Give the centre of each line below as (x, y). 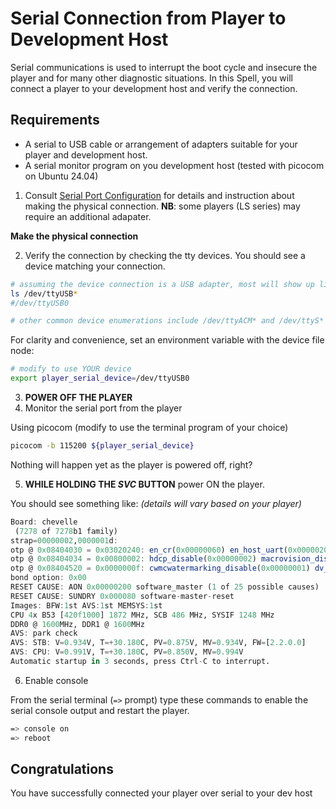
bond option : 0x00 (48, 578)
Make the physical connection (74, 236)
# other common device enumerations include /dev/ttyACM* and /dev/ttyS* (167, 321)
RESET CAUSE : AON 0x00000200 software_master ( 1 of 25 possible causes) (165, 587)
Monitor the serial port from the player (103, 408)
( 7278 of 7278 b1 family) (66, 531)
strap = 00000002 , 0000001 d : (64, 540)
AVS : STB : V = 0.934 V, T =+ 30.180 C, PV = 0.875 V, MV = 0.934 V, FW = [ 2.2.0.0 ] (158, 643)
